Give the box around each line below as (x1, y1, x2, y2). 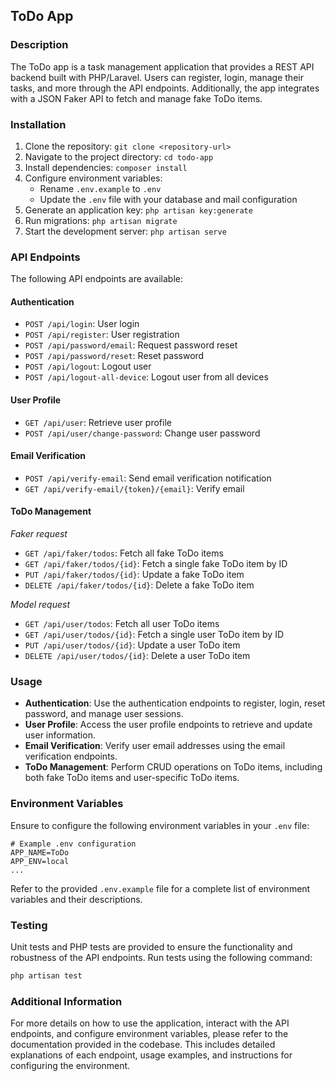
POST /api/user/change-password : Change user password (24, 427, 261, 439)
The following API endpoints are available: (10, 273, 183, 285)
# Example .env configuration (10, 839, 137, 849)
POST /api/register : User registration (24, 329, 180, 341)
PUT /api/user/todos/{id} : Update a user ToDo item (24, 639, 241, 651)
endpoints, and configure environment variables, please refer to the (10, 1028, 289, 1040)
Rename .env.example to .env (39, 182, 162, 194)
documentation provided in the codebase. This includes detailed (10, 1039, 276, 1051)
